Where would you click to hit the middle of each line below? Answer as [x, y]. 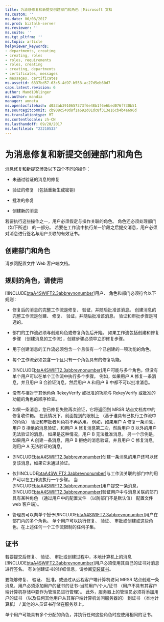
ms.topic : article [24, 42]
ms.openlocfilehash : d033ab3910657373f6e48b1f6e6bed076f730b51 [71, 106]
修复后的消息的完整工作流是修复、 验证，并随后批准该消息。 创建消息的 [84, 310]
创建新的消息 [25, 211]
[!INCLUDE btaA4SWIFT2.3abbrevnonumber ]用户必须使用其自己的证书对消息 [82, 563]
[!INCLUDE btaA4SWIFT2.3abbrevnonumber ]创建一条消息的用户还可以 [83, 457]
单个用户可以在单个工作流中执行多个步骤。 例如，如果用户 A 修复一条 [82, 376]
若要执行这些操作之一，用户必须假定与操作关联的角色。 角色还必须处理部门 [81, 221]
